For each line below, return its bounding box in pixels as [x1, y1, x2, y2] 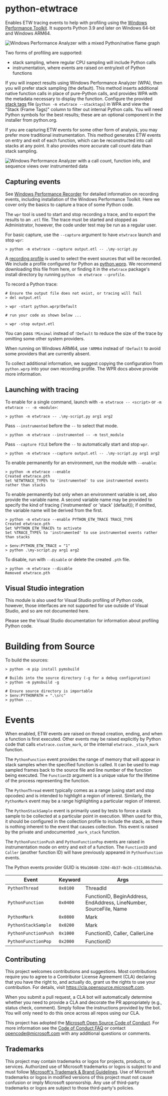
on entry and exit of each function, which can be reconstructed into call [5, 137, 153, 143]
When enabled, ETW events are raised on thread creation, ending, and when [5, 731, 162, 737]
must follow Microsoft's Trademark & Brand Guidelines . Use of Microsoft [5, 1068, 154, 1075]
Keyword [58, 876, 81, 884]
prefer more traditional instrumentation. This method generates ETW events [5, 132, 161, 138]
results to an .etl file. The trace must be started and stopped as [5, 216, 137, 223]
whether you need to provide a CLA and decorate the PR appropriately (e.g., [5, 999, 162, 1005]
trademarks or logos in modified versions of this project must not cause [5, 1074, 152, 1080]
